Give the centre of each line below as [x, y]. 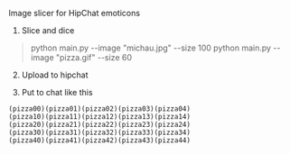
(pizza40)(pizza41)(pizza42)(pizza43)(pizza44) [100, 140]
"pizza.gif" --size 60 [94, 57]
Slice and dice [48, 30]
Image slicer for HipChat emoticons [75, 13]
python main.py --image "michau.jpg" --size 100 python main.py [151, 48]
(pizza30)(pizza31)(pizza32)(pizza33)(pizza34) [100, 132]
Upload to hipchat [55, 75]
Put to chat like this [57, 92]
